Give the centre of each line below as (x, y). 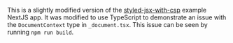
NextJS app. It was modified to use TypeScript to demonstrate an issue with (117, 17)
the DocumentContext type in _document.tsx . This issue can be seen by (107, 25)
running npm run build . (41, 32)
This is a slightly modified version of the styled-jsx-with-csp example (107, 10)
